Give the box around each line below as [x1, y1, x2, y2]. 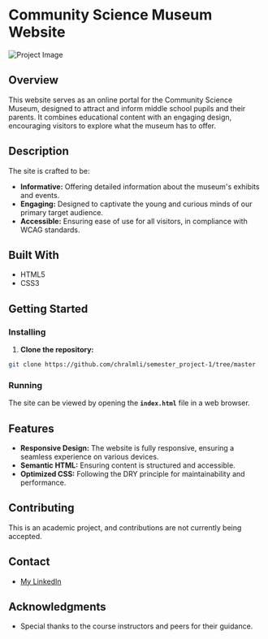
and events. [19, 190, 60, 200]
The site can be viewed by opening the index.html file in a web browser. [8, 398, 250, 408]
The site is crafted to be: [8, 166, 90, 175]
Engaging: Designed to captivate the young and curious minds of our [19, 199, 253, 209]
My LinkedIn [19, 576, 63, 586]
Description [8, 145, 69, 158]
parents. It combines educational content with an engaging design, [8, 112, 232, 122]
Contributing [8, 501, 75, 515]
